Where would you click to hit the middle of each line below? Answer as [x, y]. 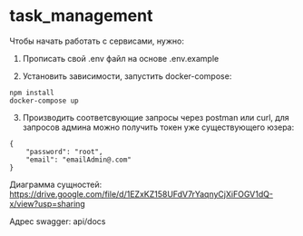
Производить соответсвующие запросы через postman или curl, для [156, 117]
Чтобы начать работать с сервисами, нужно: [97, 41]
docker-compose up [44, 101]
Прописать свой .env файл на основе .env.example [121, 58]
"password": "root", [64, 152]
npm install [32, 93]
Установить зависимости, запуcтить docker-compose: [127, 76]
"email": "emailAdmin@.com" [78, 160]
